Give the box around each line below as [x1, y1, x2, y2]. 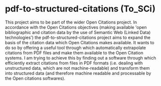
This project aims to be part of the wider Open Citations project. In [5, 19, 137, 25]
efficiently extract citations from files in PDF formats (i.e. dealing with [5, 60, 143, 66]
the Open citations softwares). [5, 75, 65, 81]
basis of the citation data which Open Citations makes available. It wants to [5, 39, 155, 45]
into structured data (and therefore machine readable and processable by [5, 70, 151, 76]
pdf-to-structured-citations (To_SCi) [5, 3, 156, 14]
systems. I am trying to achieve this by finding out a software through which [5, 55, 156, 61]
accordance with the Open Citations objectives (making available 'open [5, 24, 147, 30]
